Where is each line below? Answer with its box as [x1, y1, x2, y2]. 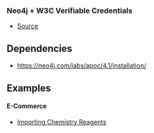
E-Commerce [6, 102, 47, 110]
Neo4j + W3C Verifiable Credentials [6, 6, 133, 16]
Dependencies [6, 42, 72, 55]
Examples [6, 82, 51, 94]
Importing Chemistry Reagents [16, 117, 107, 126]
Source [16, 22, 38, 31]
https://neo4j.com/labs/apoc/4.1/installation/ [16, 61, 147, 70]
